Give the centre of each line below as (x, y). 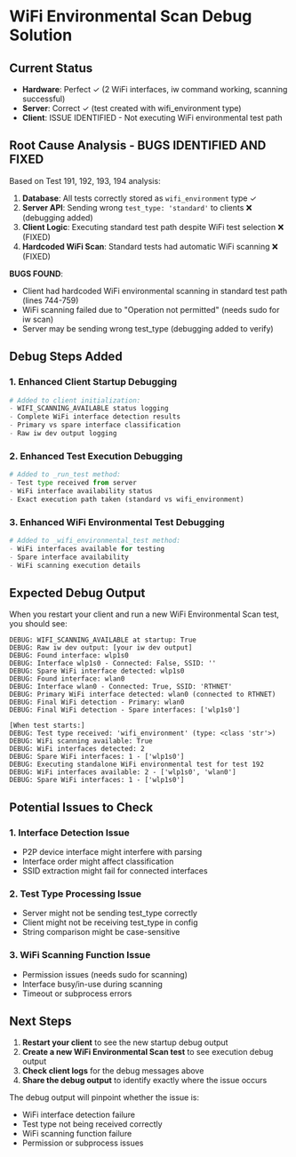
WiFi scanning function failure (77, 1134)
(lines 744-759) (50, 300)
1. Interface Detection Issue (70, 833)
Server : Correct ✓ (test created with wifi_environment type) (132, 108)
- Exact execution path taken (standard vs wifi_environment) (127, 499)
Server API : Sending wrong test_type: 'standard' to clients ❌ (137, 207)
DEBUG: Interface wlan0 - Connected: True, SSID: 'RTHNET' (121, 687)
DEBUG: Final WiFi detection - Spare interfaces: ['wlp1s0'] (125, 710)
